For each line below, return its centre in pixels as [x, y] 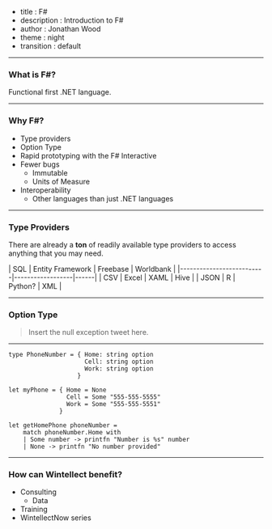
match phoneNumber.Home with [72, 433]
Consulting [38, 492]
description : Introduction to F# [72, 20]
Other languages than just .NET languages [103, 198]
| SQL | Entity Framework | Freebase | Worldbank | [92, 269]
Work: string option [119, 369]
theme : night [42, 37]
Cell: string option [119, 362]
